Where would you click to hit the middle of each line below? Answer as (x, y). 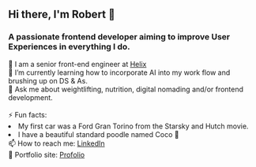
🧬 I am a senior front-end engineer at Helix (77, 64)
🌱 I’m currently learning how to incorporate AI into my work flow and (119, 72)
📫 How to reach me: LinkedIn (56, 143)
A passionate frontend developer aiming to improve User (119, 37)
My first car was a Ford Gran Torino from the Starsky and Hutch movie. (134, 126)
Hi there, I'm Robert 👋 (62, 15)
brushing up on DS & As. (48, 80)
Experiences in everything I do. (69, 46)
